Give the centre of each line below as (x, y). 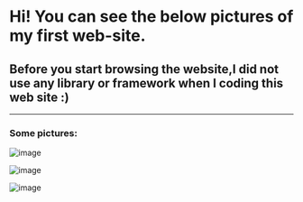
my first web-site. (78, 36)
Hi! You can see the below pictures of (151, 17)
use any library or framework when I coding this (147, 83)
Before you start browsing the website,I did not (144, 69)
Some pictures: (44, 133)
